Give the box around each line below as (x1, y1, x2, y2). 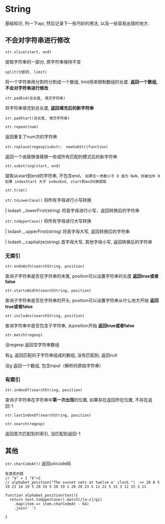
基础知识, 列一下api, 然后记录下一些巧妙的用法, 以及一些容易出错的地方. (5, 20, 149, 26)
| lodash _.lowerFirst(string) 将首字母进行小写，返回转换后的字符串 (5, 207, 139, 213)
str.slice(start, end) (5, 49, 52, 55)
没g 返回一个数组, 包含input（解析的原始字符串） (5, 363, 104, 369)
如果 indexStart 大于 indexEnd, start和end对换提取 (5, 179, 107, 184)
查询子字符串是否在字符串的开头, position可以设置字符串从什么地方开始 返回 (5, 297, 159, 303)
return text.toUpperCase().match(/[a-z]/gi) (9, 497, 102, 502)
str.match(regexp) (5, 332, 43, 338)
